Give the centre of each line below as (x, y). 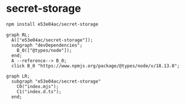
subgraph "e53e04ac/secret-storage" (56, 81)
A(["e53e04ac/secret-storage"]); (52, 40)
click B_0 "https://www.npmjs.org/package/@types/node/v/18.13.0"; (96, 66)
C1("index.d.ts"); (39, 91)
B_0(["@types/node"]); (44, 50)
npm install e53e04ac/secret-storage (52, 24)
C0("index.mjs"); (38, 86)
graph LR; (18, 76)
